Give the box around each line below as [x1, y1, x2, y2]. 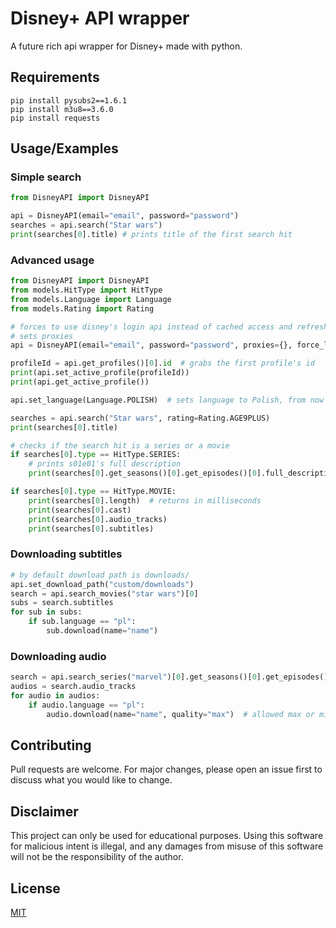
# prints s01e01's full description [28, 459, 182, 469]
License [10, 880, 61, 897]
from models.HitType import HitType [10, 285, 163, 296]
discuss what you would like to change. [10, 774, 173, 786]
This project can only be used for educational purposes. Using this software [10, 830, 324, 842]
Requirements [10, 69, 100, 86]
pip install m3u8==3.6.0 [10, 104, 114, 114]
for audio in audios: [10, 690, 101, 701]
